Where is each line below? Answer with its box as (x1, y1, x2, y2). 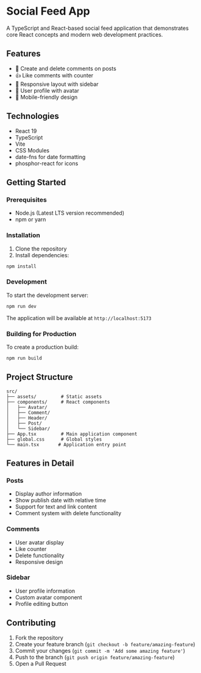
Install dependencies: (15, 251, 69, 258)
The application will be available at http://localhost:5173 (6, 314, 152, 321)
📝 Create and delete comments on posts (15, 65, 117, 72)
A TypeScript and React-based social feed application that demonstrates (6, 24, 189, 32)
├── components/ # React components (6, 399, 111, 405)
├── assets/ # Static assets (6, 393, 102, 400)
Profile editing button (15, 600, 68, 607)
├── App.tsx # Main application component (6, 431, 138, 437)
